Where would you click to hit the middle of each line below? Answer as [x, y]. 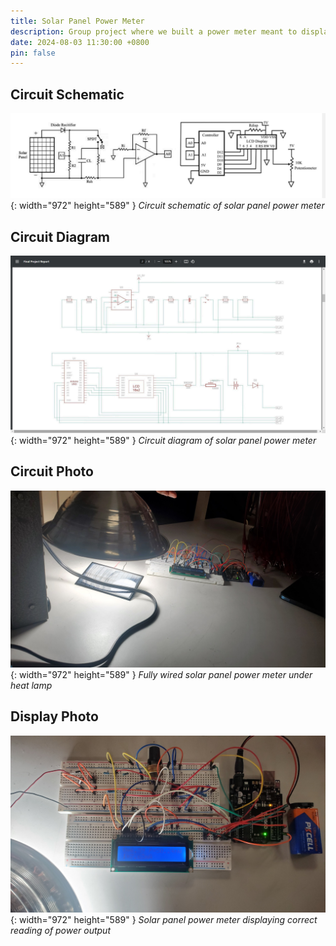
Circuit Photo [52, 471]
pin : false [33, 53]
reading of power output [60, 931]
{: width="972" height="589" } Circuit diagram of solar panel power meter [163, 440]
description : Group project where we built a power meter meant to [154, 31]
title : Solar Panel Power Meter [77, 21]
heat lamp [31, 686]
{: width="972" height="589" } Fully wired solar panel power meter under [161, 675]
